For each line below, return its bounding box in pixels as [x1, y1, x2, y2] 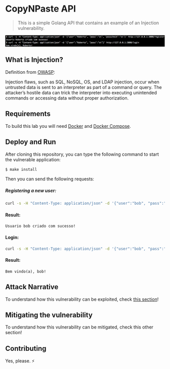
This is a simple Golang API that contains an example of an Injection [17, 20, 159, 26]
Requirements [5, 110, 51, 118]
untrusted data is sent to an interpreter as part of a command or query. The [5, 84, 162, 90]
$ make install [5, 167, 37, 172]
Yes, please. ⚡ [5, 358, 35, 364]
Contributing [5, 344, 47, 353]
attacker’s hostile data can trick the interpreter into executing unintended [5, 89, 157, 96]
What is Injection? [5, 56, 63, 64]
